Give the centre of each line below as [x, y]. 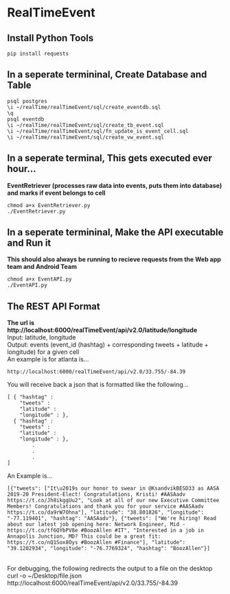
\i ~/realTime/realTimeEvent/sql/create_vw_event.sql [86, 137]
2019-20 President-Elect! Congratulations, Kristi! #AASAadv [96, 495]
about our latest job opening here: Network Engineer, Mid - [96, 525]
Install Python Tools [50, 38]
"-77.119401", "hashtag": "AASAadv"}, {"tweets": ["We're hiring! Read [112, 519]
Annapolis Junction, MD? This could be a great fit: [84, 536]
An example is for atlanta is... [48, 359]
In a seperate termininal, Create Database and [107, 74]
